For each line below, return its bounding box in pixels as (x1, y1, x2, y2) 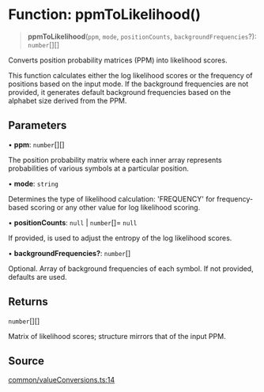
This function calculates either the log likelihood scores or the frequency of (8, 70, 253, 80)
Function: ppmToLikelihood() (8, 6, 202, 24)
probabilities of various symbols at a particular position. (8, 164, 190, 173)
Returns (8, 295, 49, 309)
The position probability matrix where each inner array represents (8, 155, 223, 164)
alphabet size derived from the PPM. (8, 96, 127, 105)
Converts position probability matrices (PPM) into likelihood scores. (8, 55, 228, 65)
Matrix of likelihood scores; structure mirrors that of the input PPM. (8, 331, 227, 341)
